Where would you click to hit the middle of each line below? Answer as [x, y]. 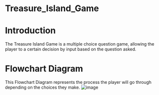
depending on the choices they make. [43, 87]
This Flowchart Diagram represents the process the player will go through [78, 82]
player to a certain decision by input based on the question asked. [71, 49]
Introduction [30, 31]
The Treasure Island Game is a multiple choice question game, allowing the [80, 44]
